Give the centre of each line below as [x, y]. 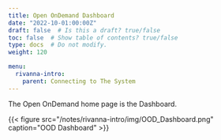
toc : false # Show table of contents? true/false [93, 38]
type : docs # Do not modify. [58, 45]
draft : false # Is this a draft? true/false [84, 30]
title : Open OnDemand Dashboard [61, 15]
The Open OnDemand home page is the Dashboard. [93, 104]
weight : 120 [28, 52]
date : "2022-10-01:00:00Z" [52, 23]
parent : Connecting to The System [79, 81]
